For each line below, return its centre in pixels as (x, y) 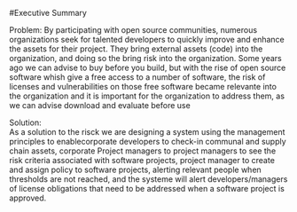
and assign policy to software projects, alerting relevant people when (135, 169)
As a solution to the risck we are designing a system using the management (147, 132)
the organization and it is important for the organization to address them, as (147, 96)
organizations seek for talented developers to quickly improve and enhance (147, 39)
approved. (28, 198)
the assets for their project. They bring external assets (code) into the (136, 49)
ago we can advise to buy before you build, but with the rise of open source (148, 67)
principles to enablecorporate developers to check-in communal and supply (148, 141)
